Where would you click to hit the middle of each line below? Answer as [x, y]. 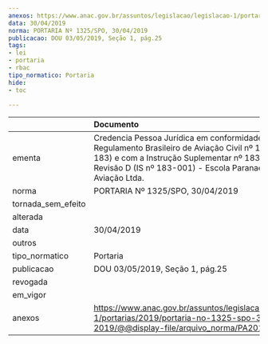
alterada [28, 217]
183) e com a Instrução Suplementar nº [168, 158]
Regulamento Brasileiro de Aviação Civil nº [173, 148]
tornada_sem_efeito [49, 204]
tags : [17, 46]
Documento [116, 125]
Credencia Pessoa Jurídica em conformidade [178, 138]
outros [25, 243]
